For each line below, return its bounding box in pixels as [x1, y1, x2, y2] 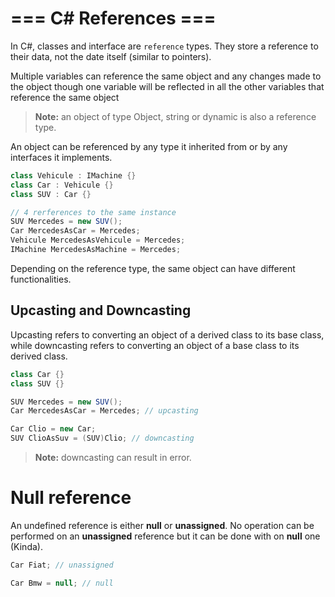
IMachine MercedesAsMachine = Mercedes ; [10, 245, 182, 255]
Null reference [10, 487, 132, 509]
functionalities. [10, 273, 72, 285]
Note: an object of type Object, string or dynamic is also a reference [34, 110, 317, 122]
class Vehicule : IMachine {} [10, 170, 137, 181]
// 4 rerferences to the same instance [10, 207, 177, 217]
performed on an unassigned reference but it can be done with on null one [10, 530, 321, 542]
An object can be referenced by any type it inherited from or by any [10, 140, 288, 152]
